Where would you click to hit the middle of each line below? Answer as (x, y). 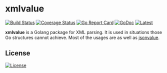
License (18, 53)
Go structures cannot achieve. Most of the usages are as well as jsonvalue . (82, 37)
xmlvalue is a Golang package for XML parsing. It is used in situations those (84, 32)
